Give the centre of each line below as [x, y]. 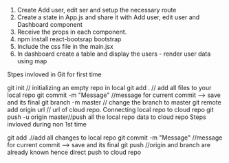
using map [32, 61]
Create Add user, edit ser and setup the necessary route [97, 10]
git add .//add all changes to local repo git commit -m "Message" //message [115, 138]
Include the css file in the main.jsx [65, 46]
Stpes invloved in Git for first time [54, 74]
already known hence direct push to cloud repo [74, 152]
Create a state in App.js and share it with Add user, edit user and [108, 17]
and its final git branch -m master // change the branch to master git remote [114, 102]
